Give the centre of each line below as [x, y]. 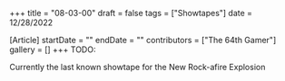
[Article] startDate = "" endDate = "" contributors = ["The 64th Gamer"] [143, 40]
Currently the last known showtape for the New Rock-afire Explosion [138, 67]
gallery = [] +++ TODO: [53, 49]
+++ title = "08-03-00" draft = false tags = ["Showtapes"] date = [131, 13]
